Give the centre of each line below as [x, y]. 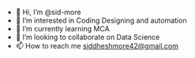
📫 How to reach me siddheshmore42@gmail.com [97, 46]
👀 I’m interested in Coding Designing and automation [101, 20]
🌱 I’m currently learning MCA [63, 29]
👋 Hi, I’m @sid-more [48, 12]
